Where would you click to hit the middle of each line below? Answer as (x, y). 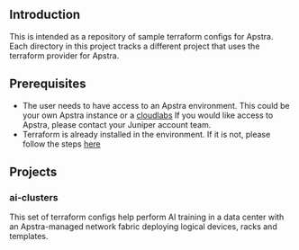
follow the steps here (61, 144)
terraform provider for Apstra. (64, 55)
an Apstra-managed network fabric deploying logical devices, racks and (143, 227)
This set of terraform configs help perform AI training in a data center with (147, 217)
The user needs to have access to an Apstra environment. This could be (156, 105)
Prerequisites (48, 84)
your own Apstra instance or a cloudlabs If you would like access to (148, 115)
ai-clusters (34, 197)
